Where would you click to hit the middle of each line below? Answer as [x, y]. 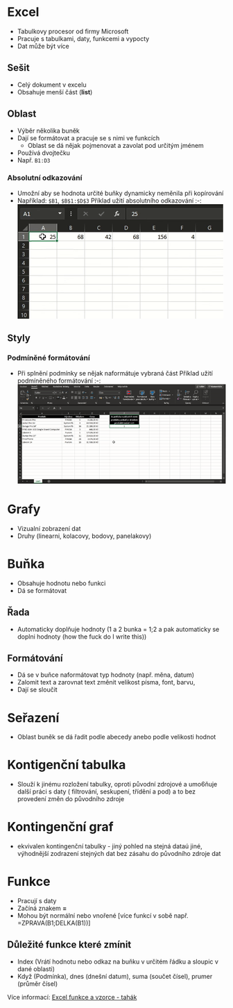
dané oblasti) [36, 968]
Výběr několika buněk [48, 131]
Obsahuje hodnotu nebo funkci [61, 583]
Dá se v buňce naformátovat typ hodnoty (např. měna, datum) [106, 675]
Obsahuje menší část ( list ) [55, 92]
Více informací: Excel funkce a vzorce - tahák [72, 997]
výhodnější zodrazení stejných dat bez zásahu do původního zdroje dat [119, 854]
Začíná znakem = [42, 908]
